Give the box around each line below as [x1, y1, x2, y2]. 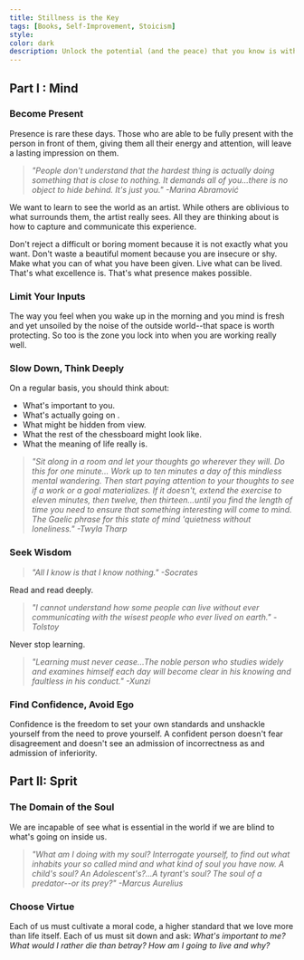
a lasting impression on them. [9, 147, 119, 158]
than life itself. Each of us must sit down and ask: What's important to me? [9, 930, 287, 941]
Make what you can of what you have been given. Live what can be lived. [9, 257, 283, 268]
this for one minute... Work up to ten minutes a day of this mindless [31, 466, 282, 476]
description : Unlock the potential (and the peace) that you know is [9, 47, 278, 56]
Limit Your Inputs [9, 290, 86, 302]
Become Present [9, 108, 84, 120]
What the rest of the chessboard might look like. [22, 429, 202, 440]
